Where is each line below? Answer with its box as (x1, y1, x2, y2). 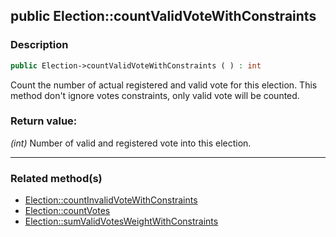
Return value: (10, 114, 78, 128)
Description (10, 38, 69, 52)
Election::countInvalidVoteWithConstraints (24, 194, 198, 206)
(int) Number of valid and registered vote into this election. (10, 137, 252, 149)
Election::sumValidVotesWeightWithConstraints (24, 215, 219, 228)
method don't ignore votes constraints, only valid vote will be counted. (10, 89, 300, 101)
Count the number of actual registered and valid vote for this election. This (10, 79, 318, 91)
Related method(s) (10, 171, 103, 185)
